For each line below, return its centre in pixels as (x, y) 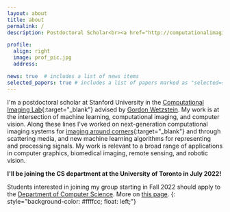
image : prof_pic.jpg (42, 58)
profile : (20, 45)
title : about (26, 20)
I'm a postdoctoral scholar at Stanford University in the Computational (105, 102)
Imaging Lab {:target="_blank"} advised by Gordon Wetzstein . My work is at (113, 109)
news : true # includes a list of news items (73, 76)
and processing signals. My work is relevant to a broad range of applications (115, 146)
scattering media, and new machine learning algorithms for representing (109, 138)
